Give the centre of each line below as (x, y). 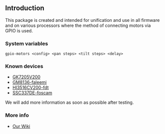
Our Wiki (21, 126)
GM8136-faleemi (30, 82)
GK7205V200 (26, 77)
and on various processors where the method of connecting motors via (78, 25)
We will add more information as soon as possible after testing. (70, 102)
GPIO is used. (19, 31)
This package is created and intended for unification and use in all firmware (82, 20)
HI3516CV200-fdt (30, 88)
